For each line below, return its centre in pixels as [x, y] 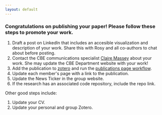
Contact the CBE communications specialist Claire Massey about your [82, 58]
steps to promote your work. [39, 32]
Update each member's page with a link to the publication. [71, 73]
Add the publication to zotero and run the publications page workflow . [82, 68]
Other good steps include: [31, 93]
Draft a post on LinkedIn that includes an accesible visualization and [80, 43]
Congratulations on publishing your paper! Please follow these [80, 26]
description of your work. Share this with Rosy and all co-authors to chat [85, 48]
